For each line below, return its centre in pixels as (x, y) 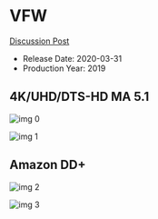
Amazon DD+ (48, 165)
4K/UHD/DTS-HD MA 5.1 (79, 97)
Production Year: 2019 (64, 68)
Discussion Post (39, 41)
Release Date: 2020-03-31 (72, 58)
